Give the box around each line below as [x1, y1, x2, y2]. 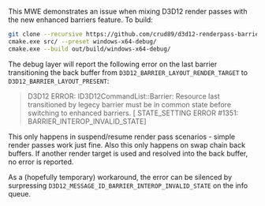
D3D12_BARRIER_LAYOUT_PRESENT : [8, 76, 110, 85]
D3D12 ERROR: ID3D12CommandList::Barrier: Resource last [27, 91, 221, 101]
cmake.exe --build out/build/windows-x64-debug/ [8, 45, 171, 53]
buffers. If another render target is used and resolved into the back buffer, [8, 148, 248, 158]
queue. [8, 189, 32, 198]
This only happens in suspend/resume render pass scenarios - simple [8, 132, 235, 141]
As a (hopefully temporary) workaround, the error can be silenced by [8, 172, 233, 182]
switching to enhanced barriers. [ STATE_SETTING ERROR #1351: [27, 108, 239, 118]
